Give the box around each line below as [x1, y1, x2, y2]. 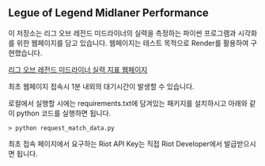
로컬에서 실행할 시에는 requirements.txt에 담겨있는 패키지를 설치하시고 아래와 [8, 98, 248, 108]
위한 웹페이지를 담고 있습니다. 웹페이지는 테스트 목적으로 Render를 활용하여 [16, 38, 249, 47]
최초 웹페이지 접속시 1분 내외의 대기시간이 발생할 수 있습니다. [8, 81, 195, 91]
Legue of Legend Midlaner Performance [8, 6, 210, 20]
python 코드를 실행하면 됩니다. [16, 108, 112, 118]
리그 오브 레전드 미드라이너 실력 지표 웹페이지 [8, 65, 148, 74]
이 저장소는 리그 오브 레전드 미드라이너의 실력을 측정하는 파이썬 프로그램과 [8, 28, 237, 38]
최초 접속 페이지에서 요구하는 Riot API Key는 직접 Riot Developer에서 [8, 138, 223, 149]
